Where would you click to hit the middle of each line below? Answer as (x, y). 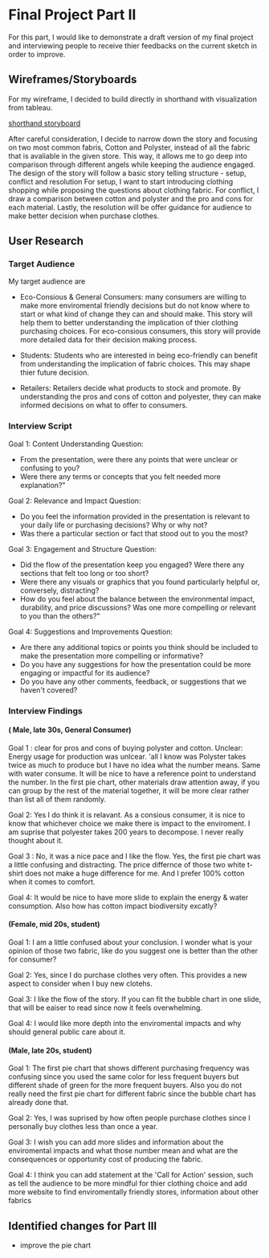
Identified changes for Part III (83, 1226)
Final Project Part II (72, 15)
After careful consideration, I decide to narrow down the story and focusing (133, 139)
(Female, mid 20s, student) (54, 925)
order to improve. (37, 54)
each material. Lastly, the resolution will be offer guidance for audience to (130, 207)
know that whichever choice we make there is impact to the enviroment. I (129, 823)
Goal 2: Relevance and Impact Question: (75, 500)
